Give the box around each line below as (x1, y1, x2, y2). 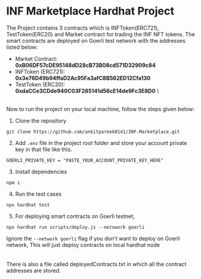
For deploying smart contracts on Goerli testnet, (15, 213, 135, 220)
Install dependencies (15, 168, 68, 175)
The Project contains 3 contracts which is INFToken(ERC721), (6, 24, 159, 31)
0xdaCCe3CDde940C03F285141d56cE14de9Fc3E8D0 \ (15, 87, 159, 94)
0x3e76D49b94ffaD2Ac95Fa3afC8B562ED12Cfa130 (15, 74, 151, 82)
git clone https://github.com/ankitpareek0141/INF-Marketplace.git (6, 129, 180, 135)
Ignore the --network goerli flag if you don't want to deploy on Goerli (6, 234, 180, 242)
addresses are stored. (6, 267, 61, 274)
